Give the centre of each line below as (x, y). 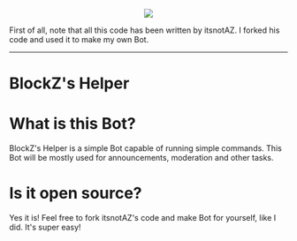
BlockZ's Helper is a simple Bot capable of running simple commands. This (146, 148)
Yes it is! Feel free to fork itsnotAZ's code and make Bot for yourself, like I (143, 218)
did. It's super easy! (45, 227)
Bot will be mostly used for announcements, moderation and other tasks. (141, 158)
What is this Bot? (72, 124)
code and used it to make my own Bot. (79, 39)
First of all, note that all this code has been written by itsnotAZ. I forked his (145, 30)
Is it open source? (76, 193)
